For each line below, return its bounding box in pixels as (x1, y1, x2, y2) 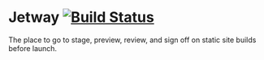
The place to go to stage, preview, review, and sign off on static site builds (8, 35, 257, 45)
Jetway (8, 8, 60, 27)
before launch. (8, 43, 58, 53)
